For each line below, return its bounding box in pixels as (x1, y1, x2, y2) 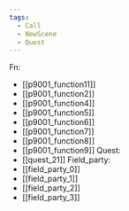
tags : (9, 12, 29, 22)
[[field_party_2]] (21, 183, 81, 193)
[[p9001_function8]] (21, 136, 95, 146)
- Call (17, 21, 42, 30)
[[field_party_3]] (21, 192, 80, 203)
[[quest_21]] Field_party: (21, 154, 111, 165)
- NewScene (17, 29, 57, 38)
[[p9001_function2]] (21, 89, 95, 99)
